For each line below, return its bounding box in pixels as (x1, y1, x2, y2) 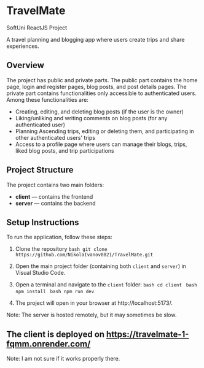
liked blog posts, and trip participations (15, 147, 115, 154)
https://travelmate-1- (106, 329, 189, 339)
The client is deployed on (6, 329, 105, 339)
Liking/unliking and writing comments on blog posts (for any (15, 114, 168, 121)
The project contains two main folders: (6, 181, 104, 188)
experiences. (6, 42, 40, 50)
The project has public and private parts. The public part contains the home (6, 76, 198, 83)
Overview (6, 60, 45, 71)
